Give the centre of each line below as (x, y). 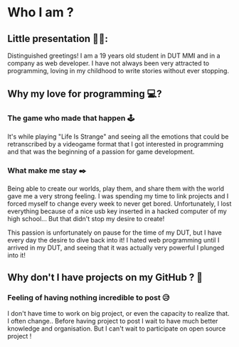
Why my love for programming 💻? (85, 94)
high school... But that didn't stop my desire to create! (86, 218)
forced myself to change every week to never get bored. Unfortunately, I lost (119, 203)
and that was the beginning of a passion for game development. (101, 151)
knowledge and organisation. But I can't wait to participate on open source (117, 329)
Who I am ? (41, 12)
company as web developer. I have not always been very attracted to (108, 63)
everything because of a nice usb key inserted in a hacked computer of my (117, 211)
